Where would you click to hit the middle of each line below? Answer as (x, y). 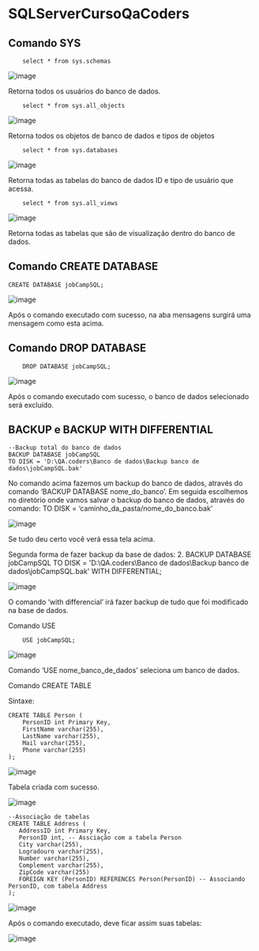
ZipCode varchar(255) (54, 873)
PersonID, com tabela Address (58, 886)
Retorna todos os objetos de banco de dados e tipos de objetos (111, 136)
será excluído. (31, 405)
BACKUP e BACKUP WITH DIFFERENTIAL (111, 430)
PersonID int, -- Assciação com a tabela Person (100, 838)
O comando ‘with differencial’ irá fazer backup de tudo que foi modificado (128, 602)
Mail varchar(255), (54, 744)
